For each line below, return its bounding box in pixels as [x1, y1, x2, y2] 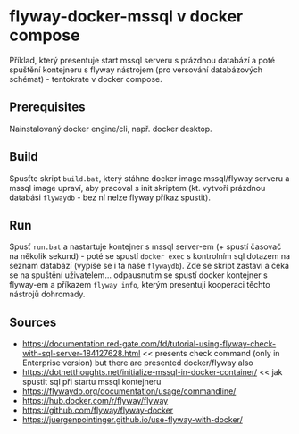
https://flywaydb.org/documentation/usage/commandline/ [21, 386, 237, 396]
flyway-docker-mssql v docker [9, 6, 244, 27]
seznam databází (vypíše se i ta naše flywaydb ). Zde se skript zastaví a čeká [9, 261, 290, 271]
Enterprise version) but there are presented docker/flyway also [21, 357, 253, 368]
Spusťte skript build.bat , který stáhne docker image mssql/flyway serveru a [9, 172, 290, 184]
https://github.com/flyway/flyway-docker [21, 405, 174, 416]
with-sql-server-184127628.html [21, 348, 141, 359]
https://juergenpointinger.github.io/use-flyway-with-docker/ [21, 414, 243, 425]
